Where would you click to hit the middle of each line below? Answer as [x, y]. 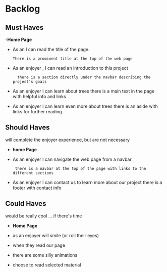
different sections [33, 173]
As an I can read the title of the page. [51, 49]
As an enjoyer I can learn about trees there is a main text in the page [83, 91]
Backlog [23, 9]
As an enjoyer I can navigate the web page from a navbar [72, 159]
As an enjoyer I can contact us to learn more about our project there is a [87, 182]
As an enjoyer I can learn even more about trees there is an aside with [85, 106]
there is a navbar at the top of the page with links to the [80, 168]
